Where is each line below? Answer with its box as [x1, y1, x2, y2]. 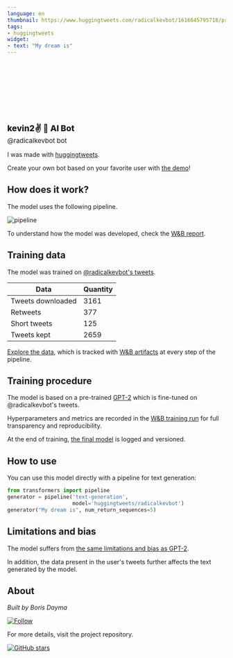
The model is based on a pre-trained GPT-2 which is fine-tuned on [7, 394, 198, 402]
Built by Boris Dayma [7, 603, 67, 611]
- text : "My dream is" [7, 42, 73, 49]
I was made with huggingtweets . [7, 151, 100, 158]
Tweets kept [10, 330, 51, 339]
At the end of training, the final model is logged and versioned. [7, 435, 186, 444]
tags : [7, 23, 23, 30]
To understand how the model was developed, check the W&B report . [7, 229, 206, 237]
